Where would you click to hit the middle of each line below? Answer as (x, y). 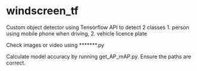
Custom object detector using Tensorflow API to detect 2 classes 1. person (98, 27)
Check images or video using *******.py (55, 45)
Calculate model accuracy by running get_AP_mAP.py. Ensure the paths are (99, 56)
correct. (16, 63)
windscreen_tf (42, 11)
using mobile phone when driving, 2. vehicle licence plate (77, 33)
